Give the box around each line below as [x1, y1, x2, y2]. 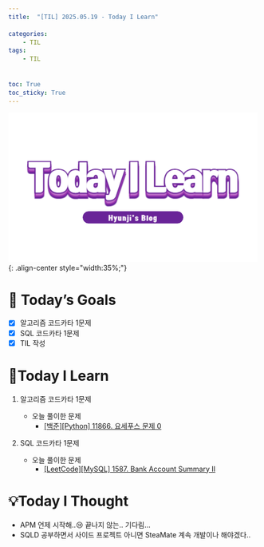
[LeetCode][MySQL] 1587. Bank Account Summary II [43, 464, 216, 474]
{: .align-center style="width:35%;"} [8, 263, 128, 272]
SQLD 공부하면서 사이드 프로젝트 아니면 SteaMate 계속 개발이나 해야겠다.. [19, 529, 251, 539]
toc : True [8, 80, 41, 88]
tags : [8, 46, 26, 55]
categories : [8, 30, 48, 38]
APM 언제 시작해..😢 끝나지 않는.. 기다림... [19, 520, 151, 529]
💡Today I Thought [8, 492, 129, 510]
